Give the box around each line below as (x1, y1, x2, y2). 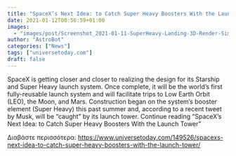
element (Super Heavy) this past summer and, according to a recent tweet (7, 104, 223, 113)
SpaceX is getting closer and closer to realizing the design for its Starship (7, 75, 220, 83)
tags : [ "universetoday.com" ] (7, 50, 93, 57)
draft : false (7, 56, 46, 63)
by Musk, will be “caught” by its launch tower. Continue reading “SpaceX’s (7, 112, 222, 120)
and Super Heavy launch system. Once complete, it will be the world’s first (7, 82, 223, 91)
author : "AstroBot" (7, 36, 65, 43)
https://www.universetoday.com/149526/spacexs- (77, 133, 223, 141)
